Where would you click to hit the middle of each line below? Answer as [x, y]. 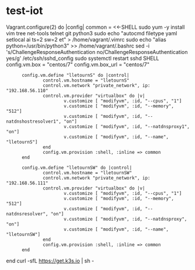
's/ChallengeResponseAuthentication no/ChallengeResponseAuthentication [97, 52]
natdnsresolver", [27, 214]
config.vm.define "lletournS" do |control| [76, 75]
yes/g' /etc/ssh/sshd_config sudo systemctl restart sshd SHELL [83, 58]
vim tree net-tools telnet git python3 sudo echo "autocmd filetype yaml [92, 33]
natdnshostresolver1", [34, 122]
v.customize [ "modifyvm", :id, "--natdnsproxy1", [127, 126]
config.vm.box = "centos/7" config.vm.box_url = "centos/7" [78, 64]
